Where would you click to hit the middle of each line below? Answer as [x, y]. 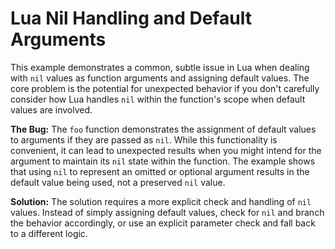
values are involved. [51, 109]
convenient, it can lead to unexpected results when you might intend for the [166, 150]
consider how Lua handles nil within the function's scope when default [158, 99]
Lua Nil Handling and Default [131, 18]
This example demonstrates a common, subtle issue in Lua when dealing [160, 67]
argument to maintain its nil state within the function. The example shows [163, 161]
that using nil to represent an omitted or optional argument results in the [160, 171]
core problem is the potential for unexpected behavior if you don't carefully [165, 88]
